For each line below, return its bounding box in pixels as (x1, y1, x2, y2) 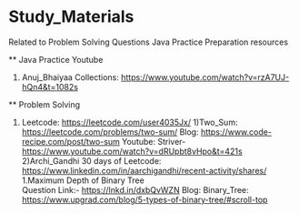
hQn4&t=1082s (21, 81, 79, 92)
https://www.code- (200, 126, 272, 138)
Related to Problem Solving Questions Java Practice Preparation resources (8, 36, 288, 47)
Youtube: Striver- (121, 136, 186, 147)
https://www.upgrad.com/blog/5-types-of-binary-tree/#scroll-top (21, 194, 268, 205)
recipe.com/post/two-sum (21, 136, 120, 147)
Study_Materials (8, 6, 135, 27)
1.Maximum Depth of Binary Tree (21, 175, 145, 186)
